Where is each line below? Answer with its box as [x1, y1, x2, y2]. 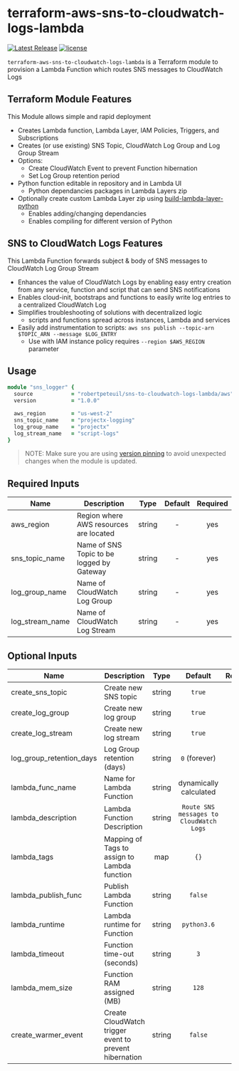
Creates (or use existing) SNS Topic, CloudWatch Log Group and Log [17, 141, 221, 150]
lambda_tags [11, 852, 54, 862]
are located [77, 528, 115, 538]
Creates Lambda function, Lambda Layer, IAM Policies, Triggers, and [17, 126, 219, 135]
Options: [17, 156, 43, 164]
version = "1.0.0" [14, 397, 100, 404]
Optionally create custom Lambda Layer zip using [17, 194, 164, 202]
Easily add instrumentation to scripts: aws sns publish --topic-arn [17, 323, 215, 332]
